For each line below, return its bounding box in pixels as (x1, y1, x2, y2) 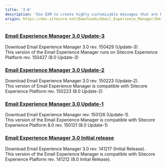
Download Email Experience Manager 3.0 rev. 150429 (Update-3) (5, 44, 138, 50)
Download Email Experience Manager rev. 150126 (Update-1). (5, 112, 130, 118)
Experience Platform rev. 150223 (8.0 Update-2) (5, 88, 103, 94)
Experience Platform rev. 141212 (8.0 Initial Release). (5, 156, 111, 162)
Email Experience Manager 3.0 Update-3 (5, 33, 105, 39)
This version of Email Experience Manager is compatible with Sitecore (5, 83, 148, 89)
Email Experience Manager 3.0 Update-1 (5, 100, 104, 107)
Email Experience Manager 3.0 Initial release (5, 134, 115, 141)
